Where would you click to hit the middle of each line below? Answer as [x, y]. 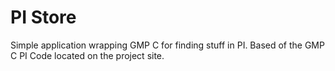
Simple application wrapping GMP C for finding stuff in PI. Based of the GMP [167, 45]
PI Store [43, 17]
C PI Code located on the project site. [87, 55]
